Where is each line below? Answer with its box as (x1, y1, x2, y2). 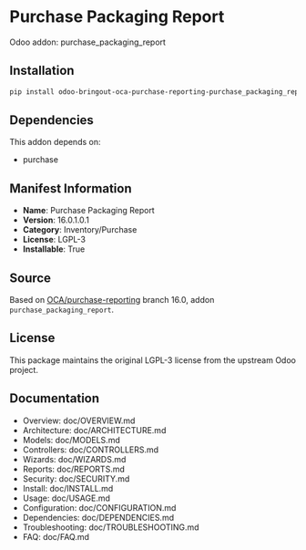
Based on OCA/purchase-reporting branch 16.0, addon (9, 295, 215, 306)
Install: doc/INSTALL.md (22, 483, 114, 493)
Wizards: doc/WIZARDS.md (22, 453, 127, 464)
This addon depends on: (9, 137, 101, 148)
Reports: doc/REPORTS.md (22, 463, 126, 474)
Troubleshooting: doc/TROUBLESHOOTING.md (22, 522, 199, 533)
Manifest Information (9, 181, 132, 196)
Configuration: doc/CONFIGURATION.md (22, 502, 177, 513)
